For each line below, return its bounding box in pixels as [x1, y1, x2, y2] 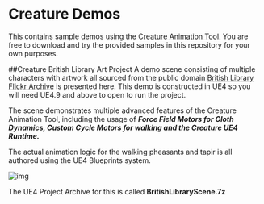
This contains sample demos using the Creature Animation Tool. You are [8, 31, 249, 41]
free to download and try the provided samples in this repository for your [8, 40, 250, 49]
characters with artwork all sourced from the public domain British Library [8, 73, 254, 82]
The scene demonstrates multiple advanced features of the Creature [8, 106, 237, 115]
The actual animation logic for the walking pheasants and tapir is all [8, 147, 233, 156]
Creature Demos [8, 5, 121, 23]
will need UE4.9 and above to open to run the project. [8, 90, 186, 99]
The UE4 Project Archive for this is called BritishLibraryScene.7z [8, 186, 226, 196]
